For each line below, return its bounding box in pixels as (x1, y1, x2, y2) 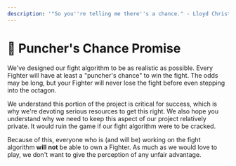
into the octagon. (7, 85, 57, 95)
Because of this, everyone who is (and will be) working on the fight (7, 135, 201, 144)
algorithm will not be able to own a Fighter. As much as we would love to (7, 143, 218, 151)
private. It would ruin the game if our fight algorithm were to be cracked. (7, 122, 216, 130)
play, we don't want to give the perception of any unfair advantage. (7, 150, 202, 158)
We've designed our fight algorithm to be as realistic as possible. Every (7, 64, 213, 72)
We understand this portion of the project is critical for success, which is (7, 99, 218, 108)
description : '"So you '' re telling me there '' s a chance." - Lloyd (7, 10, 209, 18)
